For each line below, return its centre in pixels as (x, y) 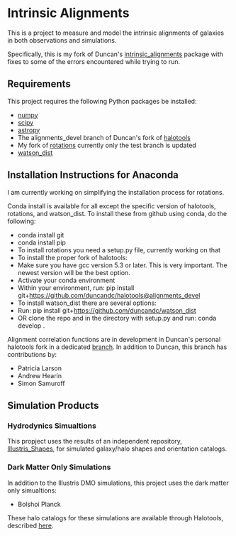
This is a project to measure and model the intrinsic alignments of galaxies (116, 33)
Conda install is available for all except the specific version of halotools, (112, 206)
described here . (30, 525)
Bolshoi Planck (39, 504)
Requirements (39, 84)
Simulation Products (53, 406)
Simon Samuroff (41, 383)
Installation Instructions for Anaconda (93, 175)
